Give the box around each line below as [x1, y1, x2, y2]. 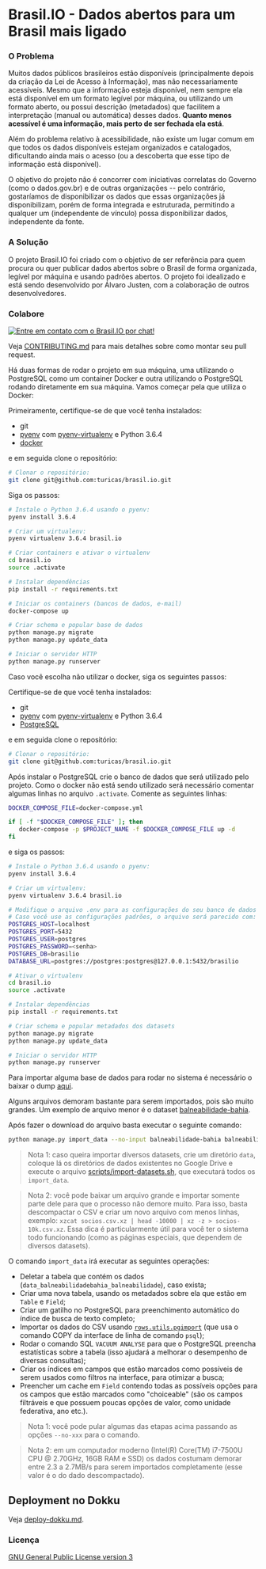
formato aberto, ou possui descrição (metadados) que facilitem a [8, 102, 221, 112]
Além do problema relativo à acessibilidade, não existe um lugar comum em [8, 135, 255, 144]
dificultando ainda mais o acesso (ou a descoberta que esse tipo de [8, 151, 230, 161]
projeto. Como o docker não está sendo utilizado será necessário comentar [8, 780, 255, 789]
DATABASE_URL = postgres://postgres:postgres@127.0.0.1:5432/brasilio [8, 957, 239, 965]
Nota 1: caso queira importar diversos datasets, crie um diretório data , [27, 1150, 256, 1160]
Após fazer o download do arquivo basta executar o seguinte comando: [8, 1120, 242, 1130]
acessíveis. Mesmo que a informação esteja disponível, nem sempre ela [8, 85, 243, 95]
